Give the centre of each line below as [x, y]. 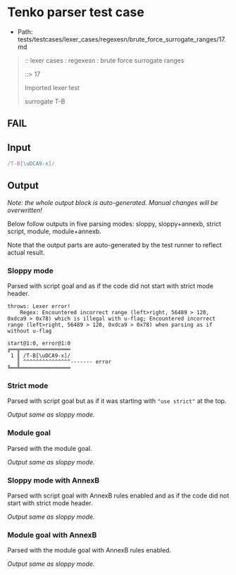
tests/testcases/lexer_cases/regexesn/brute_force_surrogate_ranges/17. [122, 39]
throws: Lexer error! [39, 307]
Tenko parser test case [76, 12]
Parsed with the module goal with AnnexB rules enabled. [89, 550]
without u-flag [30, 331]
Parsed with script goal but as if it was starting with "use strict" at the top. [117, 401]
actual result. [26, 252]
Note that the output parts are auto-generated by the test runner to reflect [114, 245]
